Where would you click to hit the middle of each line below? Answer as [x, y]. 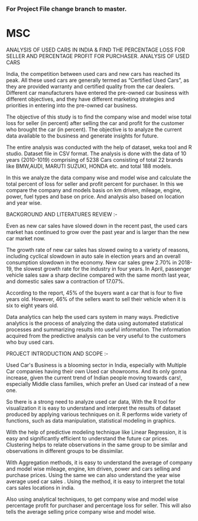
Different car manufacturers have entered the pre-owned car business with [98, 92]
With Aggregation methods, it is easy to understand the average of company [99, 462]
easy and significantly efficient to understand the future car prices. [88, 438]
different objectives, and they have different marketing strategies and [90, 99]
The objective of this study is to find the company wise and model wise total [99, 117]
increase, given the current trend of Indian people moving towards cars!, [94, 378]
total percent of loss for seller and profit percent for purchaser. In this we [95, 184]
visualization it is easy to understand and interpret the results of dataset [94, 408]
